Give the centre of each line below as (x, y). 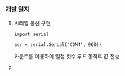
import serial (31, 34)
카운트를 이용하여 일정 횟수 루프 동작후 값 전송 (67, 57)
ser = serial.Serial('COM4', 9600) (58, 45)
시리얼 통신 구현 (32, 23)
